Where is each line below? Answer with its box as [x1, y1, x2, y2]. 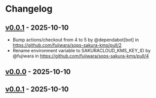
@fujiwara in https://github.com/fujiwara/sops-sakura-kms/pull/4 [12, 53, 149, 59]
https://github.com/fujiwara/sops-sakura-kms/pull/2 [12, 42, 122, 48]
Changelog [5, 3, 53, 15]
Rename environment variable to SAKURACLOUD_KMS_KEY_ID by [12, 48, 151, 53]
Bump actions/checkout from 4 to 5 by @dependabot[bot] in [12, 37, 139, 43]
